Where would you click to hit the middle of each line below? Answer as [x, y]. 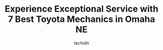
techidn [81, 43]
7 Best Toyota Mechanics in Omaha [81, 19]
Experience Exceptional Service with [81, 9]
